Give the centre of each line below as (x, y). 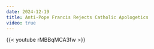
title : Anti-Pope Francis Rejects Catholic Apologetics (77, 17)
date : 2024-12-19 (28, 12)
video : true (21, 23)
